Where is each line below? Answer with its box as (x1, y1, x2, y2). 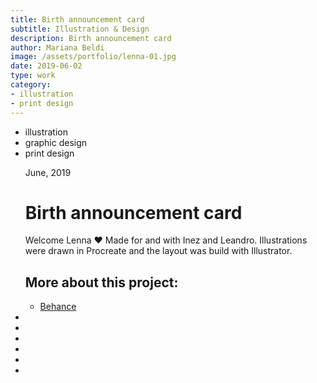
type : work (10, 71, 56, 81)
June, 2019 (24, 166, 72, 178)
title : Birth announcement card (10, 14, 145, 25)
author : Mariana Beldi (10, 42, 105, 53)
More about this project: (24, 274, 179, 291)
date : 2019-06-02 (10, 61, 83, 71)
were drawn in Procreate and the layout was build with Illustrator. (24, 245, 293, 257)
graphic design (24, 136, 88, 148)
